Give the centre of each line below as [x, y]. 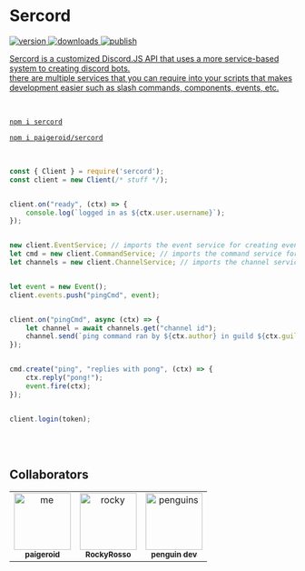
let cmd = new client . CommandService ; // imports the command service [146, 254]
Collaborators [49, 474]
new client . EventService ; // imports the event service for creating [144, 245]
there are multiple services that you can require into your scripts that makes [151, 77]
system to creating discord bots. [70, 68]
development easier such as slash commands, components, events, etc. [144, 87]
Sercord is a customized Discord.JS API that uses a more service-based [144, 58]
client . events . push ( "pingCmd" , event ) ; [85, 295]
